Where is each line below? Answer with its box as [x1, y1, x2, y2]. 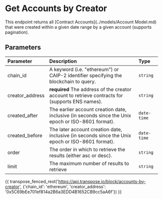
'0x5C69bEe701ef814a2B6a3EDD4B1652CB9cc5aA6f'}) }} [5, 189, 122, 195]
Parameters [5, 43, 41, 51]
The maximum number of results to [49, 160, 130, 166]
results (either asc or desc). [49, 152, 113, 159]
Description [49, 58, 77, 65]
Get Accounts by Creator [5, 3, 108, 14]
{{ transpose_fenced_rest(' [5, 178, 59, 184]
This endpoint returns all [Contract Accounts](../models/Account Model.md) [5, 19, 157, 25]
